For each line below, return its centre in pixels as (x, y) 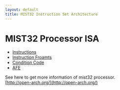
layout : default (22, 10)
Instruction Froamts (32, 58)
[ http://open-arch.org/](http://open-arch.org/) (51, 83)
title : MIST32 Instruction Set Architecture (51, 14)
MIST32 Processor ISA (52, 39)
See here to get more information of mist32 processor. (60, 77)
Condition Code (28, 62)
